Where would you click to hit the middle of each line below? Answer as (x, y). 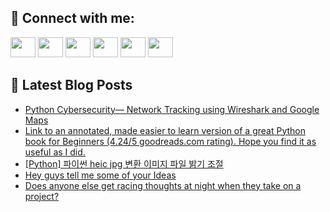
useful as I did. (55, 152)
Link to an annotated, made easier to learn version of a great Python (165, 130)
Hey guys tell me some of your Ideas (100, 175)
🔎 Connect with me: (72, 18)
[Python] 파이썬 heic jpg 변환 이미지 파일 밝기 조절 (124, 163)
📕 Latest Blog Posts (71, 85)
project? (42, 196)
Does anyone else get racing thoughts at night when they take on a (163, 185)
